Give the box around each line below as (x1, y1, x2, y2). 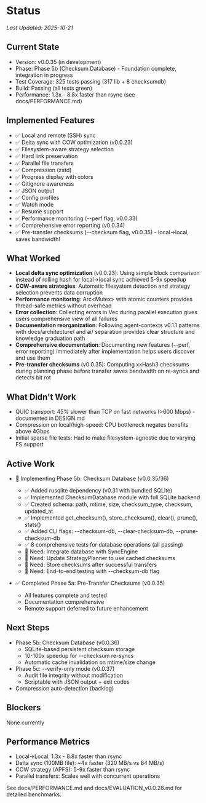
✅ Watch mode (15, 200, 54, 208)
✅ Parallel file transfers (15, 159, 74, 167)
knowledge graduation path (15, 334, 85, 342)
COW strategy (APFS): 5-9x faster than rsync (15, 766, 130, 773)
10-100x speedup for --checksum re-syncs (24, 652, 134, 659)
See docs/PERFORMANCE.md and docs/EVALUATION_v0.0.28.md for (6, 785, 183, 792)
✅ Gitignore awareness (15, 180, 74, 188)
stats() (24, 521, 41, 528)
